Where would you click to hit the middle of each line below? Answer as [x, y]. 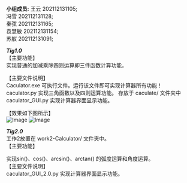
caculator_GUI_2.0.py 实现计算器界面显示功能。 [65, 173]
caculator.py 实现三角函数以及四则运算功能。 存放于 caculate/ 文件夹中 [93, 93]
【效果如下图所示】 [30, 113]
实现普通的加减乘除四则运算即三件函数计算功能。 [67, 65]
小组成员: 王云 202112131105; [42, 9]
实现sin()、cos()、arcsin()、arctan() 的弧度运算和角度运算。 [80, 158]
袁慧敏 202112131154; [32, 31]
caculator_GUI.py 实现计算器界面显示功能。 [60, 100]
